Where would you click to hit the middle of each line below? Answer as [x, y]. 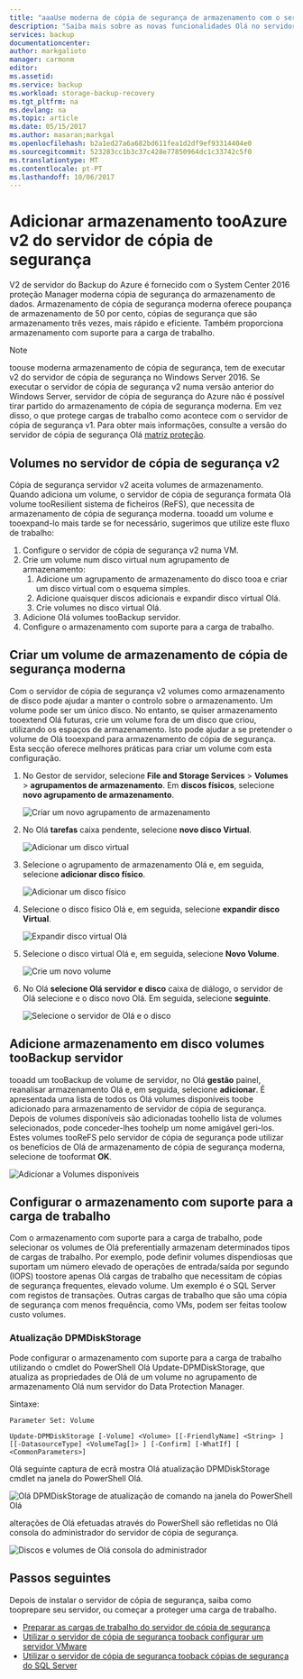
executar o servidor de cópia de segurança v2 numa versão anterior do [142, 387]
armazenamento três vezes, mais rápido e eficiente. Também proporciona [147, 323]
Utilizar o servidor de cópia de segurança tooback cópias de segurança [156, 1656]
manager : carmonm [42, 60]
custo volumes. [37, 1315]
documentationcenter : [50, 43]
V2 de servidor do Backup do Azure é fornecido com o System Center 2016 [150, 285]
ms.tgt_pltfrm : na [44, 101]
